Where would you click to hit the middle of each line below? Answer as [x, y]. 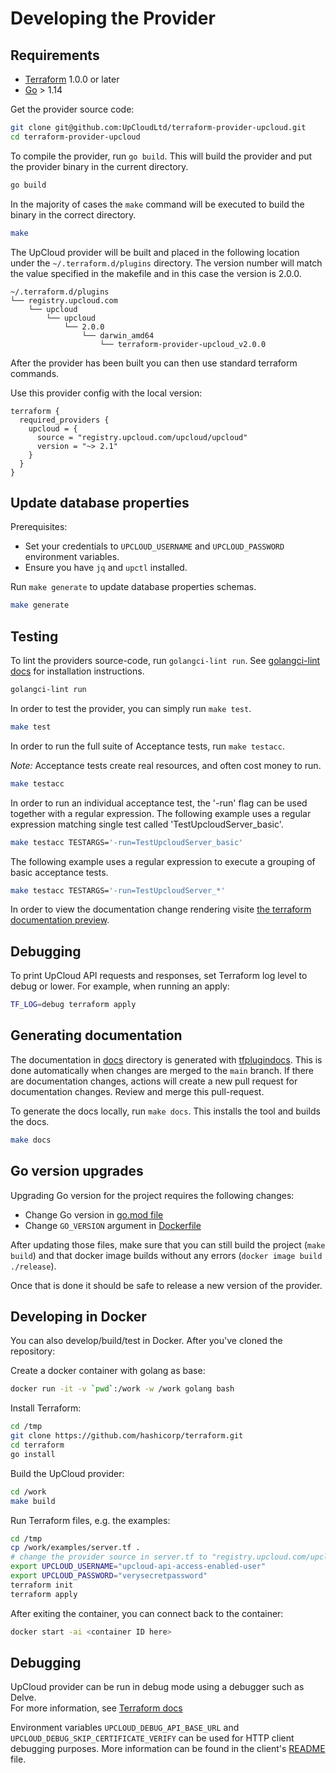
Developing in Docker [78, 1316]
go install [33, 1454]
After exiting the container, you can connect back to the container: [147, 1613]
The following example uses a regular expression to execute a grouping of [163, 861]
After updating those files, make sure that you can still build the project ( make [168, 1244]
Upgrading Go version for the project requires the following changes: [152, 1195]
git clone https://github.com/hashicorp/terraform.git [127, 1436]
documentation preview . [60, 920]
